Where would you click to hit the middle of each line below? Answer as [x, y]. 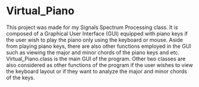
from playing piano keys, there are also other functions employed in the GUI [99, 46]
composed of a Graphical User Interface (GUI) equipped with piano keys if [97, 33]
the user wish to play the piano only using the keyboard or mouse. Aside [94, 40]
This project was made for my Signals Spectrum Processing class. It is [92, 27]
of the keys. [21, 78]
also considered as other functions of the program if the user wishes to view [99, 65]
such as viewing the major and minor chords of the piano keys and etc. [93, 52]
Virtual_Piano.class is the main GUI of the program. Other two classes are [96, 59]
